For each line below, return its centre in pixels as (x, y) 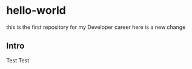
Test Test (18, 60)
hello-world (36, 10)
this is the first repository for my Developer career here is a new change (96, 27)
